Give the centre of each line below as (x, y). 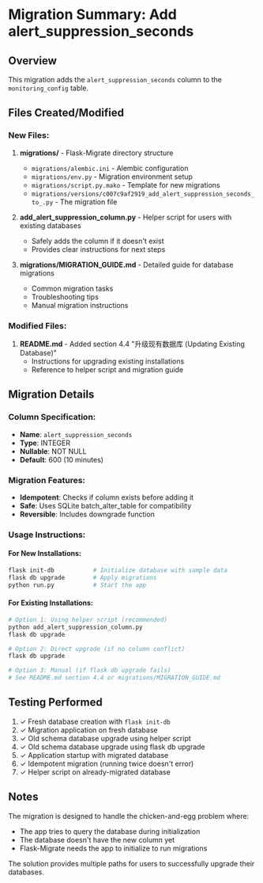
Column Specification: (52, 417)
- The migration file (86, 202)
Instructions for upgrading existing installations (108, 361)
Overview (33, 61)
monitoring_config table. (49, 88)
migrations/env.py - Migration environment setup (112, 177)
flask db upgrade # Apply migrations (83, 577)
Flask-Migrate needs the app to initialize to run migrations (113, 848)
